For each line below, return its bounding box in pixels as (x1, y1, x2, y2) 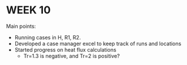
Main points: (6, 23, 36, 30)
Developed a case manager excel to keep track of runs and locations (14, 40, 182, 47)
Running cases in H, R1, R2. (14, 34, 81, 41)
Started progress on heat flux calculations (14, 46, 116, 53)
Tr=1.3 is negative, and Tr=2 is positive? (23, 52, 120, 59)
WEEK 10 (6, 3, 51, 17)
